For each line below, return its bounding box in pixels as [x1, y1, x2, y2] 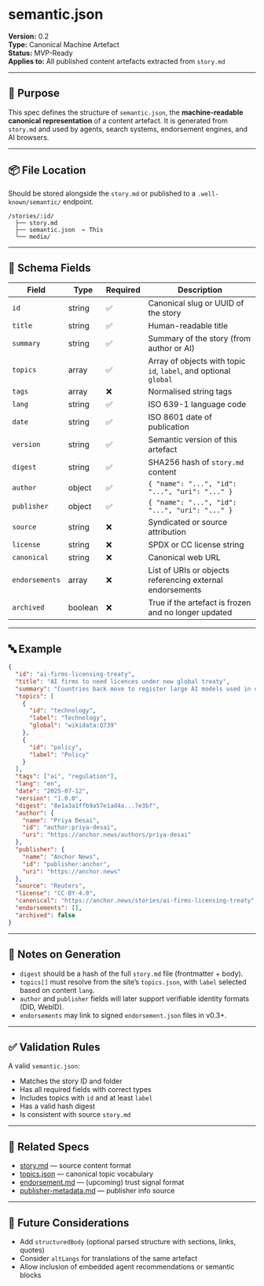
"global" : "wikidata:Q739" [28, 721, 118, 730]
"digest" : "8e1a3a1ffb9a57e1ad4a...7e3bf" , [15, 801, 159, 810]
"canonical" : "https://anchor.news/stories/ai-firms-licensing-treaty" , [15, 897, 258, 905]
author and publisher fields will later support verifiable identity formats [19, 994, 250, 1003]
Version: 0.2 [8, 31, 49, 41]
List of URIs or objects [148, 565, 230, 576]
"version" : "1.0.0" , [15, 794, 82, 802]
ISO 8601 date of [148, 412, 212, 423]
